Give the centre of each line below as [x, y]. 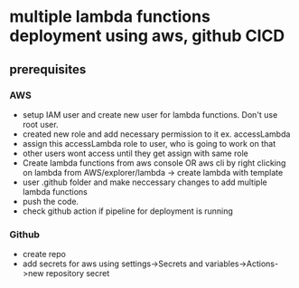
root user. [40, 124]
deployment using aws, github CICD [147, 36]
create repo [44, 254]
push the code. [51, 201]
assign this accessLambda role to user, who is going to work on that [149, 143]
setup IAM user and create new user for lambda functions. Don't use [150, 114]
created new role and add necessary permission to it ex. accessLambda [156, 134]
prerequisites [48, 69]
